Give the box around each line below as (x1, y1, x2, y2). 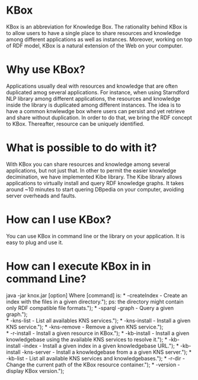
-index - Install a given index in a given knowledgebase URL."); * (21, 342, 179, 349)
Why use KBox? (6, 63, 86, 76)
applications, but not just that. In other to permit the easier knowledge (6, 167, 177, 174)
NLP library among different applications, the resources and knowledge (6, 95, 181, 102)
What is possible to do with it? (6, 141, 157, 155)
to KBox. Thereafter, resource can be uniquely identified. (6, 120, 145, 127)
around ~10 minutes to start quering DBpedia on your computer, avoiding (6, 186, 184, 193)
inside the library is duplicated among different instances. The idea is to (6, 101, 181, 108)
